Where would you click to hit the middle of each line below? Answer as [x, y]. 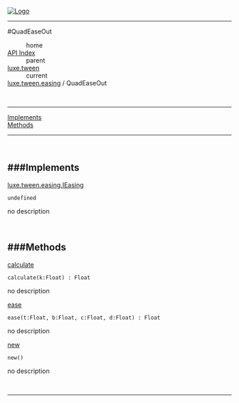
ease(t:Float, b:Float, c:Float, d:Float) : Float [84, 318]
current [37, 75]
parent [36, 60]
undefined [22, 198]
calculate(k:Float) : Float [49, 278]
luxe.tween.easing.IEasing [46, 184]
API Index [21, 53]
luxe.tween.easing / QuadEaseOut [57, 83]
